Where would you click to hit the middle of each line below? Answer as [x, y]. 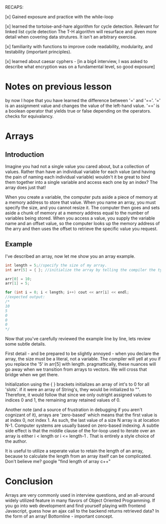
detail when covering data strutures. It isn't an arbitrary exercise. [71, 37]
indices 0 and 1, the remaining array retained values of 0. [63, 400]
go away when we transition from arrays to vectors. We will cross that [76, 369]
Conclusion [29, 482]
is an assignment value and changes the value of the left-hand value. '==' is [82, 106]
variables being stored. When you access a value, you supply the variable [80, 218]
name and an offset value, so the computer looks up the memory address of [83, 223]
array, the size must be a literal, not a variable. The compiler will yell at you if [83, 359]
